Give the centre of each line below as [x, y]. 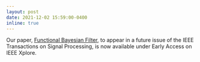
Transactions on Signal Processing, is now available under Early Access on [99, 46]
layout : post [23, 12]
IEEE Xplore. [22, 53]
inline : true [23, 23]
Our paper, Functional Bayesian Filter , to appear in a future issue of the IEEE [100, 40]
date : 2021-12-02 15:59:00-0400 [47, 17]
